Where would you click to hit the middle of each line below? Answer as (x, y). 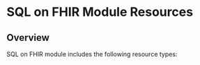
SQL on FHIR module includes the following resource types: (92, 54)
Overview (28, 38)
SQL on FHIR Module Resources (100, 12)
